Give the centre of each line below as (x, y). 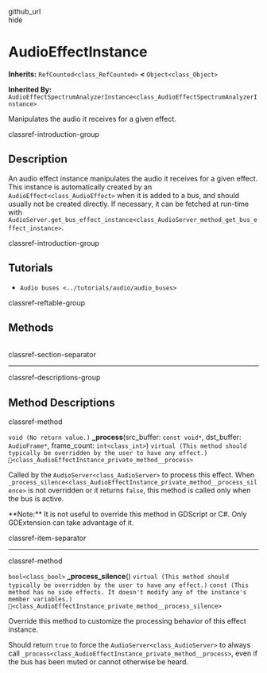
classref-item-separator (47, 538)
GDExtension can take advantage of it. (71, 523)
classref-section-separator (52, 355)
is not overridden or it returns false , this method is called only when (139, 490)
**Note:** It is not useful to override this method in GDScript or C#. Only (128, 514)
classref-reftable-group (47, 302)
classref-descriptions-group (54, 378)
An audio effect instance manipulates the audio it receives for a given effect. (133, 178)
